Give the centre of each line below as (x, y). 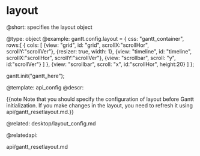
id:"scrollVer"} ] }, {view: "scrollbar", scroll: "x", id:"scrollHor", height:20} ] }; (100, 64)
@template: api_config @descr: (45, 87)
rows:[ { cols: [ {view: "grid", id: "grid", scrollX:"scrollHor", (77, 45)
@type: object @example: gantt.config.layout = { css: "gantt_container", (95, 38)
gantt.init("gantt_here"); (35, 76)
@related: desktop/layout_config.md (51, 123)
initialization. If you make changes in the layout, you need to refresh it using (100, 105)
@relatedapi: (22, 135)
